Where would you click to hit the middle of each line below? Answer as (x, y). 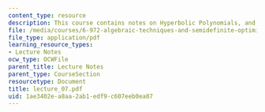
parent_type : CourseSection (54, 74)
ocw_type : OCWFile (38, 60)
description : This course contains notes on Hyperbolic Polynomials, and (132, 23)
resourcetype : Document (47, 81)
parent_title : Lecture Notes (56, 67)
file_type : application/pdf (54, 37)
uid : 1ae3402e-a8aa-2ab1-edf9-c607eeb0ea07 (81, 96)
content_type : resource (47, 15)
